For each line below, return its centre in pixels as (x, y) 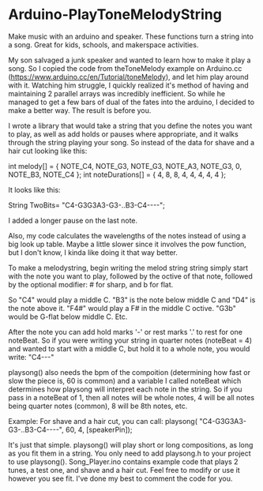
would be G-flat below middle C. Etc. (68, 317)
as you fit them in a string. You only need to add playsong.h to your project (130, 453)
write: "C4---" (31, 357)
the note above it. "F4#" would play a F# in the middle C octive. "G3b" (122, 308)
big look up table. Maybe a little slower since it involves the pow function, (127, 244)
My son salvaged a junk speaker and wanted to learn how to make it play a (130, 60)
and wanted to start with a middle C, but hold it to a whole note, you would (129, 348)
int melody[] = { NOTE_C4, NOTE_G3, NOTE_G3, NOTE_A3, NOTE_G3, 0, (125, 166)
